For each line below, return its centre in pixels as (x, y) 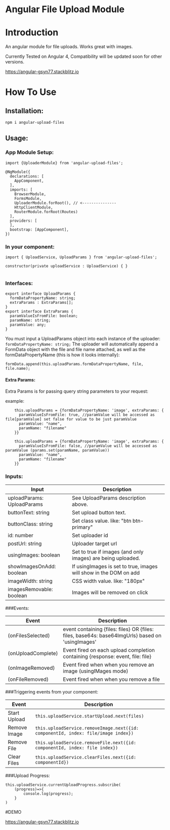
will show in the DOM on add (106, 573)
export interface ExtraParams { (39, 312)
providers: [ (24, 221)
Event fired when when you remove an (109, 665)
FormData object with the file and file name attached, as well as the (75, 350)
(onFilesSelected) (29, 635)
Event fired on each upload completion (109, 650)
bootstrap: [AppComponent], (39, 229)
